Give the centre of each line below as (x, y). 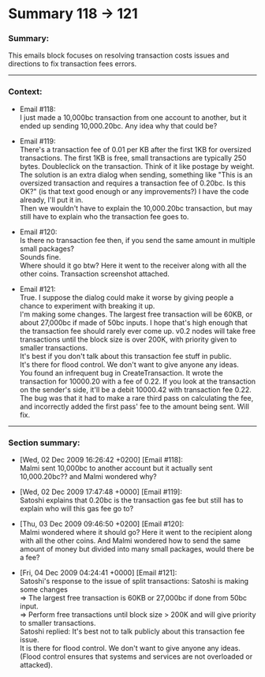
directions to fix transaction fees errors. (73, 64)
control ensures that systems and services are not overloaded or (147, 656)
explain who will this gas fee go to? (77, 509)
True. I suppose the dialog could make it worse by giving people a (127, 297)
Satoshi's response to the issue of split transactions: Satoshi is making (134, 582)
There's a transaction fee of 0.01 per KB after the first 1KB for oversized (135, 149)
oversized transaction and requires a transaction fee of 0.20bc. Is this (132, 183)
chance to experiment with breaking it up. (87, 305)
